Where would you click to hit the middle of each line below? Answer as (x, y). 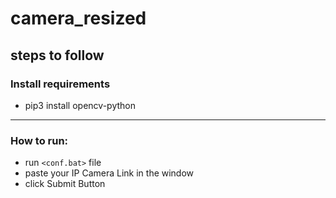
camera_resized (78, 18)
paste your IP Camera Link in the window (109, 173)
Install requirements (60, 84)
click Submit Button (65, 184)
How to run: (39, 140)
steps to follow (57, 55)
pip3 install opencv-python (80, 105)
